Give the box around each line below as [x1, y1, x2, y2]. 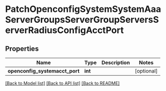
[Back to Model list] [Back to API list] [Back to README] [5, 81, 120, 86]
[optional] [134, 68, 158, 74]
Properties [5, 44, 39, 53]
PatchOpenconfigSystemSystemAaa [5, 3, 161, 15]
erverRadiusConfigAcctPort [5, 25, 124, 36]
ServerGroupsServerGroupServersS [5, 14, 159, 25]
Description [101, 59, 130, 66]
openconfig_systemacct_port [7, 68, 80, 74]
